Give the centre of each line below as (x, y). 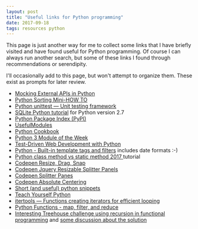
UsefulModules (33, 125)
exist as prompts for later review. (46, 82)
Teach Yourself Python (43, 195)
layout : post (22, 12)
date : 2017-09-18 (28, 23)
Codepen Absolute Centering (51, 182)
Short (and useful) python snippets (57, 189)
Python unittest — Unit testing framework (65, 106)
